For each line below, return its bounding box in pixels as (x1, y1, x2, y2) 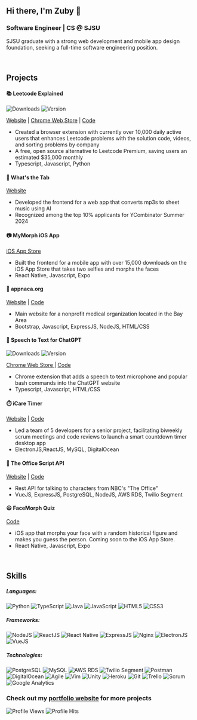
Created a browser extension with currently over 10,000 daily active (14, 128, 181, 136)
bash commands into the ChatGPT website (14, 379, 121, 387)
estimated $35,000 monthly (14, 154, 84, 161)
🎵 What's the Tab (6, 174, 50, 181)
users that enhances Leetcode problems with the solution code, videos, (14, 135, 191, 142)
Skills (6, 571, 27, 581)
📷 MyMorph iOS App (6, 232, 60, 239)
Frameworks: (6, 616, 40, 623)
